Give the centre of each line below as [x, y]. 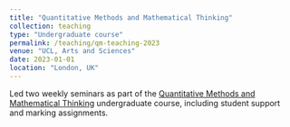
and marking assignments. [59, 113]
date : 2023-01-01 [42, 59]
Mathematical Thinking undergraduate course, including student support [145, 103]
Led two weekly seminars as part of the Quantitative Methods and [132, 93]
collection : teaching [50, 26]
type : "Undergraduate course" [67, 34]
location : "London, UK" [54, 68]
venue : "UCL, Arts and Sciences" [72, 51]
